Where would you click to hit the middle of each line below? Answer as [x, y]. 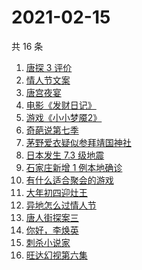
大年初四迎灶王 [56, 192]
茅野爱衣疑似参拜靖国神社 [78, 142]
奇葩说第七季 [52, 130]
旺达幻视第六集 [56, 255]
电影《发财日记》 [61, 105]
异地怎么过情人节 [61, 205]
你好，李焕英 [52, 230]
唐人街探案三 [52, 217]
